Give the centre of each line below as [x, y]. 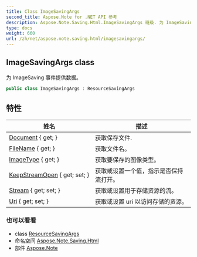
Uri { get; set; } [29, 201]
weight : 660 [21, 33]
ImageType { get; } [34, 159]
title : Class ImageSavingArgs [43, 11]
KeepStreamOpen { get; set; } [49, 175]
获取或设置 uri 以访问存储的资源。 [141, 201]
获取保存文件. [113, 137]
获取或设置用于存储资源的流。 [136, 190]
